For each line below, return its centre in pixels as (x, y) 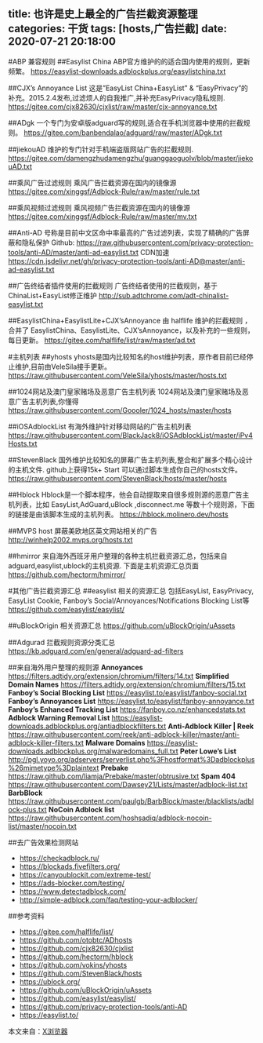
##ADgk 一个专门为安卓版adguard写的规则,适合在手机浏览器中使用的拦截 (126, 122)
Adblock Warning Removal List (59, 717)
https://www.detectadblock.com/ (73, 891)
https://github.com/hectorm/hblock (76, 957)
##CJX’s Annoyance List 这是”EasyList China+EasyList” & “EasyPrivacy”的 (128, 88)
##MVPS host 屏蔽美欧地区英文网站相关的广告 (83, 531)
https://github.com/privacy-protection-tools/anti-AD (103, 1006)
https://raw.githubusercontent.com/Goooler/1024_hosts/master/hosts (120, 410)
